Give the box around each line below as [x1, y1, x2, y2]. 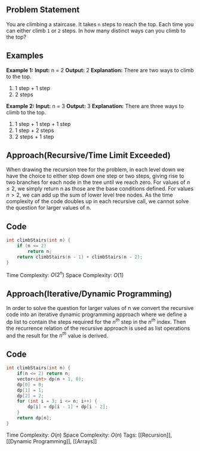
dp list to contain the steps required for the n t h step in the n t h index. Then [6, 317, 186, 325]
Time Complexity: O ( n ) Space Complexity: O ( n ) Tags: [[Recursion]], [6, 431, 172, 438]
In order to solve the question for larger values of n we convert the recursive [6, 305, 194, 312]
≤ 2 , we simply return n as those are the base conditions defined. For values [6, 185, 194, 192]
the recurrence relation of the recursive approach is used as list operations [6, 324, 190, 332]
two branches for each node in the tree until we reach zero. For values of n [6, 179, 190, 186]
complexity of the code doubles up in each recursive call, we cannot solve [6, 198, 189, 205]
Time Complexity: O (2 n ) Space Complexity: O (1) [6, 270, 124, 278]
